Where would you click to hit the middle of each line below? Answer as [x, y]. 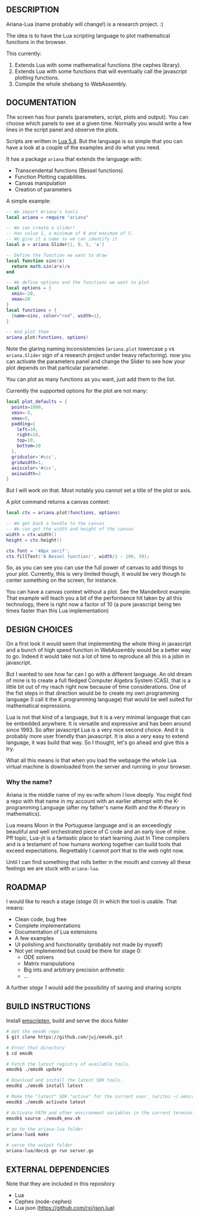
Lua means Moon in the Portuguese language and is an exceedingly [89, 825]
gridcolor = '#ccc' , [34, 457]
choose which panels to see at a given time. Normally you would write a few [99, 123]
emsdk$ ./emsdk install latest [45, 1086]
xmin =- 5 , [22, 412]
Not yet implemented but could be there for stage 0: [78, 951]
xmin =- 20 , [23, 294]
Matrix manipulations [49, 964]
